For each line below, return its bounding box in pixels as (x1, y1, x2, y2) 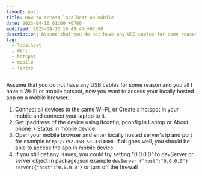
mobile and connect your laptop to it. (14, 112, 106, 119)
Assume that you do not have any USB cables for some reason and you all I (6, 81, 192, 89)
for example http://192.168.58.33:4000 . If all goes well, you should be (14, 138, 191, 145)
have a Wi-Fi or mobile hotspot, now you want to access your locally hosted (6, 88, 194, 95)
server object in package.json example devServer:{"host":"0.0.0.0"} (14, 157, 188, 165)
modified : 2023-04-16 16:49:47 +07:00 (6, 25, 103, 32)
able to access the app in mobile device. (14, 144, 115, 151)
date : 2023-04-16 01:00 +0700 (6, 20, 82, 26)
